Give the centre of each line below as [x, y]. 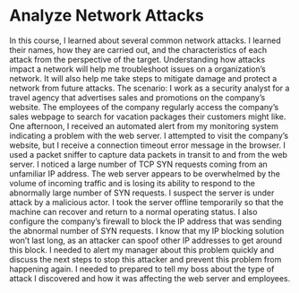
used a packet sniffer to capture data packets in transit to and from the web [149, 154]
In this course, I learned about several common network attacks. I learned [145, 40]
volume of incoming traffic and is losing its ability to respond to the [132, 183]
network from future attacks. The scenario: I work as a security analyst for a [149, 88]
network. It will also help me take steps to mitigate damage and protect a [143, 78]
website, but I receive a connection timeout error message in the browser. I [148, 145]
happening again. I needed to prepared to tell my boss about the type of [142, 269]
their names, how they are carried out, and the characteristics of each [138, 49]
